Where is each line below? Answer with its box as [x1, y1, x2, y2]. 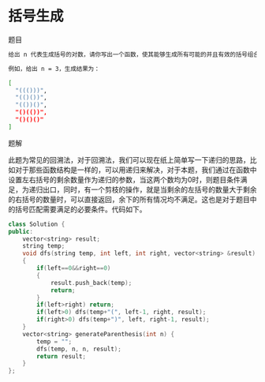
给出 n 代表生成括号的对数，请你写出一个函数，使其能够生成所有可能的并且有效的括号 [8, 51, 248, 58]
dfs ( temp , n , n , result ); [36, 345, 122, 353]
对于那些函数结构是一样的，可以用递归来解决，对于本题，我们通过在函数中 [14, 165, 257, 174]
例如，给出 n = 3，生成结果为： [8, 65, 100, 73]
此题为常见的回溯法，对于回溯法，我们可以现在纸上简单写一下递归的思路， [8, 155, 250, 164]
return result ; [36, 352, 87, 360]
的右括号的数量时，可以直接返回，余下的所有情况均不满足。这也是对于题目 [8, 194, 250, 204]
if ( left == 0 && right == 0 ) [36, 264, 111, 272]
